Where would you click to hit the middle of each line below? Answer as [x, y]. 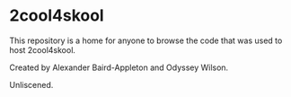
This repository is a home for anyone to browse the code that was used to [146, 40]
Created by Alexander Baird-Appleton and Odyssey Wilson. [119, 67]
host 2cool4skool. [43, 49]
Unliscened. [31, 84]
